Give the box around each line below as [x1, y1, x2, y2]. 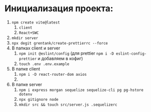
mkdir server [11, 35, 38, 41]
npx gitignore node [19, 97, 59, 102]
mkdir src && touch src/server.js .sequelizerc [19, 102, 117, 107]
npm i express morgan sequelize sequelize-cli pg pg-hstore [19, 88, 144, 92]
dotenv [19, 91, 33, 97]
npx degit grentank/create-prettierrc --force [11, 41, 108, 45]
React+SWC [19, 30, 39, 35]
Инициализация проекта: [4, 3, 113, 14]
